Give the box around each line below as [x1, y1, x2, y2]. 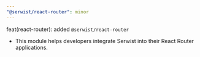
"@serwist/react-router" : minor [6, 8, 89, 15]
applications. [15, 44, 48, 51]
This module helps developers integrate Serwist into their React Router [15, 37, 194, 44]
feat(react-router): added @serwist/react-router [6, 25, 129, 33]
